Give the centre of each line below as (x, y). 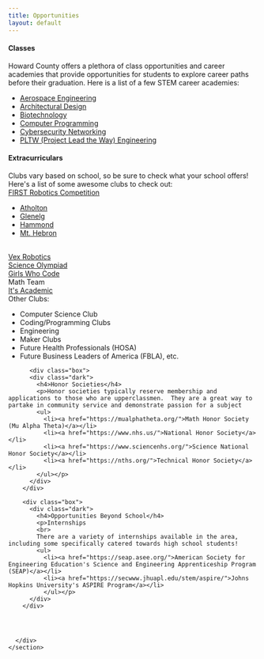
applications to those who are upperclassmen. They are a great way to (130, 398)
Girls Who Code (34, 273)
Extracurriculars (36, 158)
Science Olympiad (38, 265)
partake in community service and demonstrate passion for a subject (125, 405)
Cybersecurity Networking (63, 131)
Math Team (26, 282)
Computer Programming (59, 123)
